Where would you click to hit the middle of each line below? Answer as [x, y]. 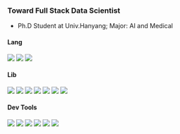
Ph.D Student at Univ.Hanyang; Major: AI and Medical [95, 26]
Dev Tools [22, 107]
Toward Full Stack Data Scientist [64, 11]
